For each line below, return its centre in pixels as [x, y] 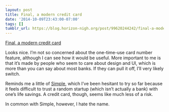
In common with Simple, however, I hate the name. [57, 104]
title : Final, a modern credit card [44, 15]
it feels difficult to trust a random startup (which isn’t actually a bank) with [82, 89]
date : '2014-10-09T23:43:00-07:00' [43, 19]
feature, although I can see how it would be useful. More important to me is [83, 58]
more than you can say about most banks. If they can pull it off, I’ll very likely [84, 69]
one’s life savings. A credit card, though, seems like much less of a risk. [79, 94]
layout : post [19, 10]
